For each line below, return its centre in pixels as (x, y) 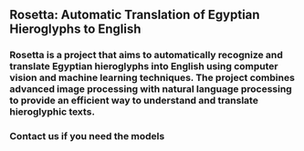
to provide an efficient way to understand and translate (134, 101)
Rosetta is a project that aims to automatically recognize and (146, 55)
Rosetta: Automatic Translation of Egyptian (135, 15)
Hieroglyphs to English (75, 30)
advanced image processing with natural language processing (151, 89)
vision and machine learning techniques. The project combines (152, 78)
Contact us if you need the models (87, 136)
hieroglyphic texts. (52, 112)
